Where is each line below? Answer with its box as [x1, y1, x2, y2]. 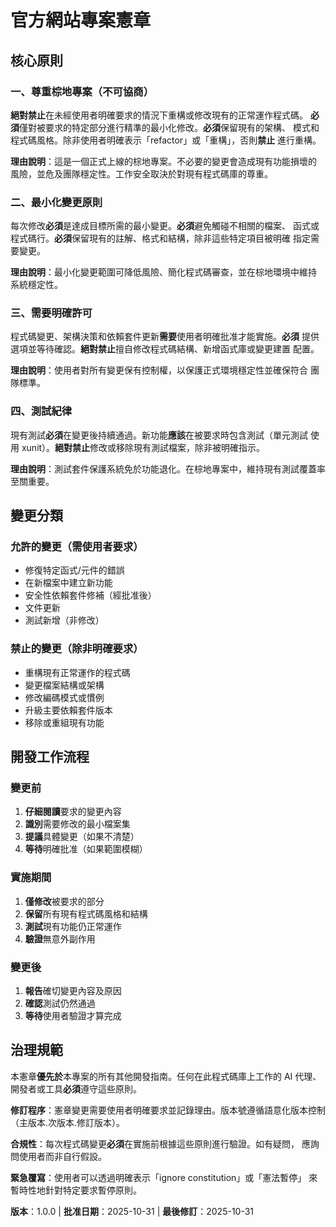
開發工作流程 [10, 749, 90, 766]
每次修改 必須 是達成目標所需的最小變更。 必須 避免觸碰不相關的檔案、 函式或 [10, 220, 320, 232]
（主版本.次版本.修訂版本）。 [10, 1116, 126, 1128]
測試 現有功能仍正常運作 [24, 920, 122, 932]
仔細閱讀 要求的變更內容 [24, 806, 122, 818]
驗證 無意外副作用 [24, 932, 96, 945]
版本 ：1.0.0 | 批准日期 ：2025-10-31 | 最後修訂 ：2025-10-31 [10, 1205, 255, 1217]
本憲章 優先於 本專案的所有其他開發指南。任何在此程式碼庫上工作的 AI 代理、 [10, 1070, 322, 1082]
